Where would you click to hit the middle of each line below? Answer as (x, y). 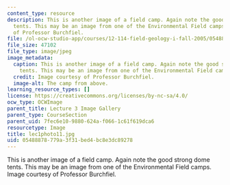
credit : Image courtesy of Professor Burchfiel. (84, 77)
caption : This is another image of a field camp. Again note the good (116, 64)
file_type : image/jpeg (39, 52)
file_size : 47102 (32, 45)
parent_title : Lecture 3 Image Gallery (64, 109)
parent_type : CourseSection (47, 115)
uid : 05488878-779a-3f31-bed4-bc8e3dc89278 (70, 141)
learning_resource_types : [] (49, 89)
